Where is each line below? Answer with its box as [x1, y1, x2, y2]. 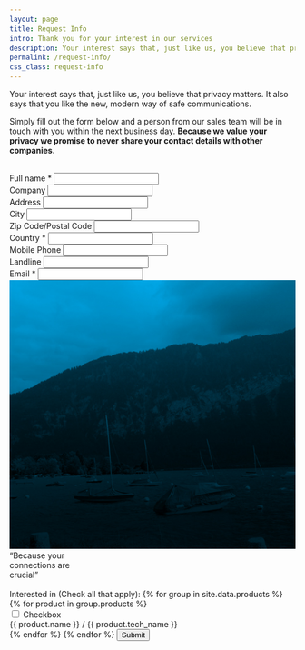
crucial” [9, 569, 39, 581]
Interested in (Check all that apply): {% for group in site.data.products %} [9, 589, 283, 600]
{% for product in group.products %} [9, 598, 148, 609]
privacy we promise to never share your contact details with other [9, 135, 263, 145]
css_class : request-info [9, 63, 103, 72]
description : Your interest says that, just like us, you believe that [9, 44, 286, 53]
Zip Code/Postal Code [9, 221, 93, 231]
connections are [9, 560, 71, 571]
